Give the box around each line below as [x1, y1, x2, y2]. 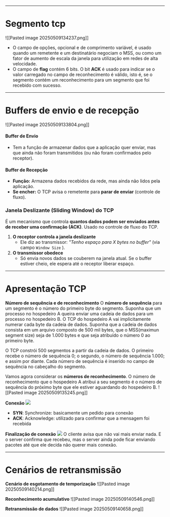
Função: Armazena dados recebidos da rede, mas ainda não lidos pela [12, 178, 160, 184]
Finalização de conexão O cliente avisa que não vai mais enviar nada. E [5, 431, 162, 437]
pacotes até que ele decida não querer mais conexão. [5, 441, 117, 448]
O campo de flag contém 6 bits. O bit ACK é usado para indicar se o [12, 66, 155, 72]
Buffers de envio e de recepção [5, 105, 139, 117]
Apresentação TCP [5, 283, 87, 294]
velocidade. [12, 60, 37, 66]
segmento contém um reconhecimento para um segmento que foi [12, 77, 150, 83]
